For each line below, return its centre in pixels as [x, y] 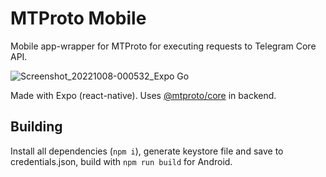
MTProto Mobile [78, 18]
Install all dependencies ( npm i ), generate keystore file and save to [147, 151]
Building [36, 127]
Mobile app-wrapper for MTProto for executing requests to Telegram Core [163, 46]
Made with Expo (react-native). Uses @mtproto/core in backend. [143, 95]
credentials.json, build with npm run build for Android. [121, 161]
